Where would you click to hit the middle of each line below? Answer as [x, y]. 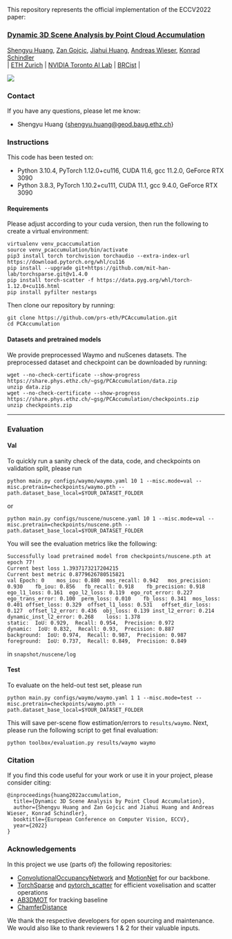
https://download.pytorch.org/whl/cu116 [66, 262]
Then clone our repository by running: [61, 305]
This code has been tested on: [50, 157]
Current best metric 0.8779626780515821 [66, 574]
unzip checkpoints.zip [40, 405]
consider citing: [29, 782]
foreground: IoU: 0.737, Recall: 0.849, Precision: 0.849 [97, 641]
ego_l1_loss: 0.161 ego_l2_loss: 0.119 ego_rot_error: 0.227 [100, 592]
